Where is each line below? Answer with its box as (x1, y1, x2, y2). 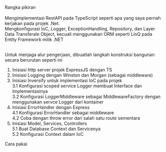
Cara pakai (5, 141, 27, 147)
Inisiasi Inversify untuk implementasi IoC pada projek (12, 78, 122, 83)
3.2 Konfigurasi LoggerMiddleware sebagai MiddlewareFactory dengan (12, 93, 161, 99)
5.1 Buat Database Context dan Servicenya (12, 126, 101, 132)
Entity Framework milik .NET (5, 36, 64, 42)
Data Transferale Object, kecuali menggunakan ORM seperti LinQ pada (5, 31, 153, 37)
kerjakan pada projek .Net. (5, 20, 60, 26)
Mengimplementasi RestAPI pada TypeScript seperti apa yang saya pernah (5, 15, 161, 21)
